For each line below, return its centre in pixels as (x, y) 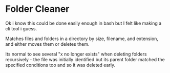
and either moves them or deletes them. (47, 44)
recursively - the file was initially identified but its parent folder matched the (85, 59)
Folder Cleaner (37, 9)
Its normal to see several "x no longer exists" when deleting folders (76, 54)
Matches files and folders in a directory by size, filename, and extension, (82, 39)
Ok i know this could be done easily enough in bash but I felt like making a (83, 23)
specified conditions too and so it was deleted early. (60, 65)
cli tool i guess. (21, 28)
